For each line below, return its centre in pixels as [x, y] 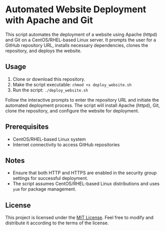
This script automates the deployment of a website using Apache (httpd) [81, 34]
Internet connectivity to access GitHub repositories [66, 145]
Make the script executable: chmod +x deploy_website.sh [72, 84]
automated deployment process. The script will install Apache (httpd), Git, [83, 105]
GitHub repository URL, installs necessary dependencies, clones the [77, 45]
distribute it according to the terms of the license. [57, 223]
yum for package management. [44, 189]
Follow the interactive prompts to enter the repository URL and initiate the [82, 100]
